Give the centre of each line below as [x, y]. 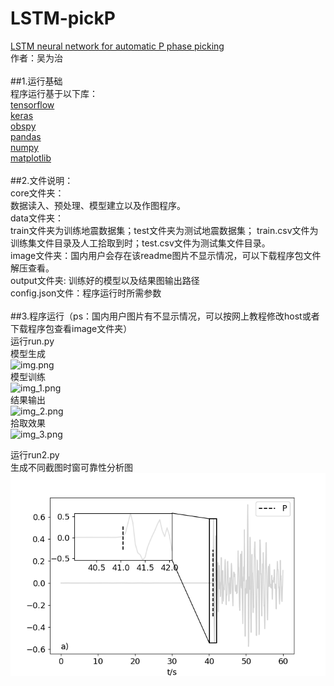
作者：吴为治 [36, 58]
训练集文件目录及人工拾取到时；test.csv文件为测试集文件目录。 [140, 243]
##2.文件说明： [42, 180]
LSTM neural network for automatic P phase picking [117, 46]
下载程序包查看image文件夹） [71, 328]
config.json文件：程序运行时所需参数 [86, 293]
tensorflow [32, 104]
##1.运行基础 [36, 81]
